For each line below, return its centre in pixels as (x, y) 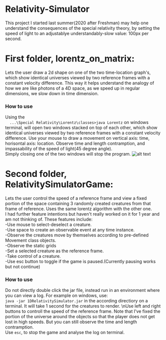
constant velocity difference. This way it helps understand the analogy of (80, 83)
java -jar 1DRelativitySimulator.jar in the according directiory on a (77, 301)
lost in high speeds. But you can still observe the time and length (71, 322)
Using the (15, 117)
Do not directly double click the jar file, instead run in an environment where (83, 290)
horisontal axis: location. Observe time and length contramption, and (75, 143)
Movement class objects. (31, 240)
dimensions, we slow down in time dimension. (52, 93)
